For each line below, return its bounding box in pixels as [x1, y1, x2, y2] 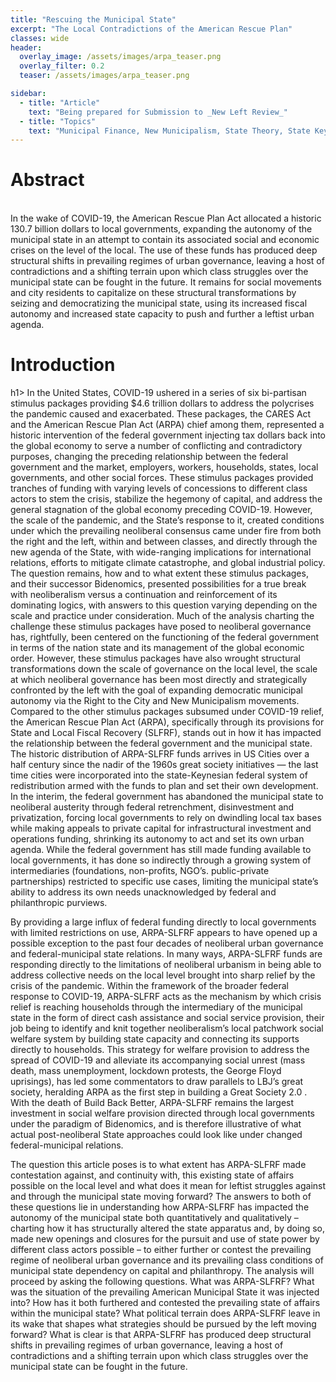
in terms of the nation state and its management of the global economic [10, 642, 305, 654]
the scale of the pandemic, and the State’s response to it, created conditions [10, 514, 325, 526]
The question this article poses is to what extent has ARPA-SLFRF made [10, 1159, 307, 1171]
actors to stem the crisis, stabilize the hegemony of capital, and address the [10, 493, 323, 505]
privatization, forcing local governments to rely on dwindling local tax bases [10, 812, 322, 824]
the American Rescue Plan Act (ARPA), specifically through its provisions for [10, 716, 325, 728]
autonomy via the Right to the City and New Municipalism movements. [10, 695, 300, 707]
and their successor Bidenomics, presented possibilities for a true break [10, 578, 307, 590]
